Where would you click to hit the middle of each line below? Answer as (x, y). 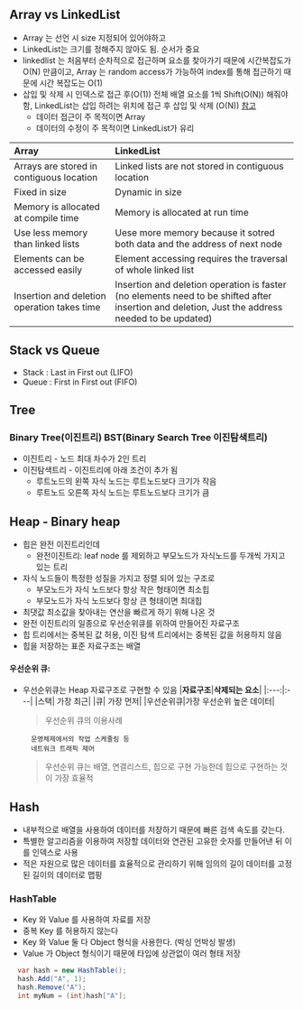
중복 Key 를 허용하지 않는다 (70, 931)
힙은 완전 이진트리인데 (61, 544)
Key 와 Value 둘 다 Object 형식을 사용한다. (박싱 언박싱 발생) (129, 942)
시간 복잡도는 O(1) (71, 83)
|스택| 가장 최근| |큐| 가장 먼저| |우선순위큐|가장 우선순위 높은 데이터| (155, 701)
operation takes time (57, 307)
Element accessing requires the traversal (202, 258)
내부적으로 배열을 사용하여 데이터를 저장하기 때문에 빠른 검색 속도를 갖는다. (154, 830)
